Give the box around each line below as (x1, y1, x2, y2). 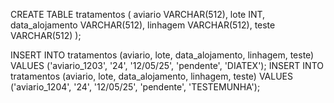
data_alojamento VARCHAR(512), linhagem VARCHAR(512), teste (10, 19, 276, 31)
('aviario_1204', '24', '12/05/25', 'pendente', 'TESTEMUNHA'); (10, 81, 261, 93)
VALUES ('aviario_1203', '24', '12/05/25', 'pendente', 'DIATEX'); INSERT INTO (10, 60, 324, 71)
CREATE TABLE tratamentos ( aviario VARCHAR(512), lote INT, (10, 9, 266, 20)
